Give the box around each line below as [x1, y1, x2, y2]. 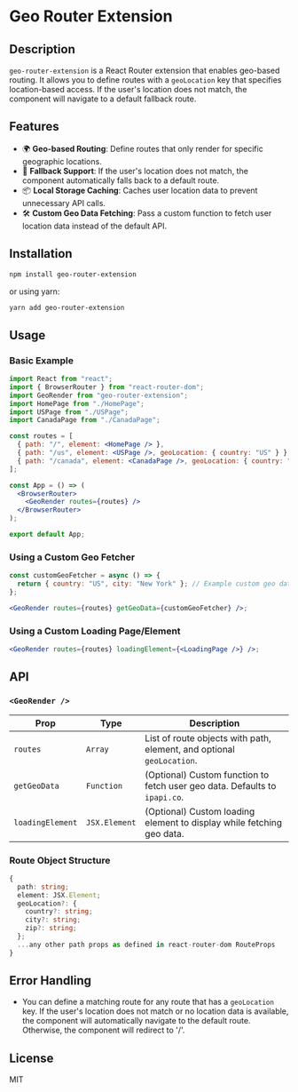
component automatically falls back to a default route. [21, 175, 220, 186]
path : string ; [17, 882, 69, 891]
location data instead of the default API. [21, 220, 168, 231]
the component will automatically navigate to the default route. [21, 1016, 251, 1026]
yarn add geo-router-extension [9, 303, 125, 312]
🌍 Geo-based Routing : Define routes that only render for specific [21, 143, 263, 154]
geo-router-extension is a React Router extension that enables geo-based [9, 65, 280, 76]
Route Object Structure [9, 854, 111, 866]
